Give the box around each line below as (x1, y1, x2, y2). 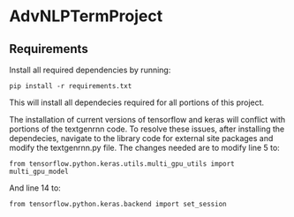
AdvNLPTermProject (9, 6, 163, 26)
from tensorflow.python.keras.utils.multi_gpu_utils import (9, 160, 236, 168)
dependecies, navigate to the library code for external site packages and (9, 133, 274, 143)
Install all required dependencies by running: (9, 64, 171, 75)
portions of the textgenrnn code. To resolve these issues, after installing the (9, 123, 285, 134)
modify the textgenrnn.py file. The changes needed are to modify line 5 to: (9, 143, 280, 153)
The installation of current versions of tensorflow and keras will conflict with (9, 115, 286, 124)
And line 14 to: (9, 183, 62, 193)
